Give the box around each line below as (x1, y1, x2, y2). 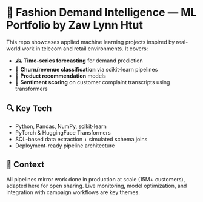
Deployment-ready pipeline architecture (15, 142, 115, 149)
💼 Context (6, 160, 44, 170)
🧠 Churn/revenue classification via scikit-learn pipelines (15, 66, 158, 73)
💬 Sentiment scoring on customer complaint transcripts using (15, 78, 170, 86)
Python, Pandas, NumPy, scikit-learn (15, 123, 107, 130)
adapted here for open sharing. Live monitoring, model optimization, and (6, 182, 187, 189)
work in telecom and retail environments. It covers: (21, 45, 148, 52)
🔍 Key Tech (6, 103, 52, 114)
